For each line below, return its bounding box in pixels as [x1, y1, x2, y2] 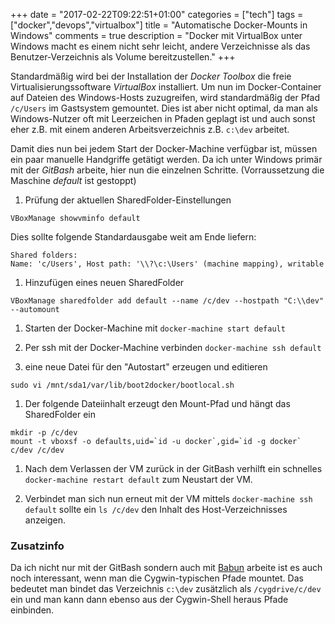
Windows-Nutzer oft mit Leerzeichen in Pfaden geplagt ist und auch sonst [10, 113, 316, 124]
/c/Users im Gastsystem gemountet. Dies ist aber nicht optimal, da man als [10, 102, 318, 114]
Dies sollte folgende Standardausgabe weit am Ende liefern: [10, 231, 257, 243]
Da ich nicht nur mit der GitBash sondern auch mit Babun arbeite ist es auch [10, 562, 323, 574]
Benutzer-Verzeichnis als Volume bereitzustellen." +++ [10, 51, 236, 63]
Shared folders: [10, 250, 78, 260]
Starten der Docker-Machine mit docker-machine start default [24, 322, 286, 334]
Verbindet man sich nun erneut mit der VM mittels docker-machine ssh [24, 493, 313, 504]
